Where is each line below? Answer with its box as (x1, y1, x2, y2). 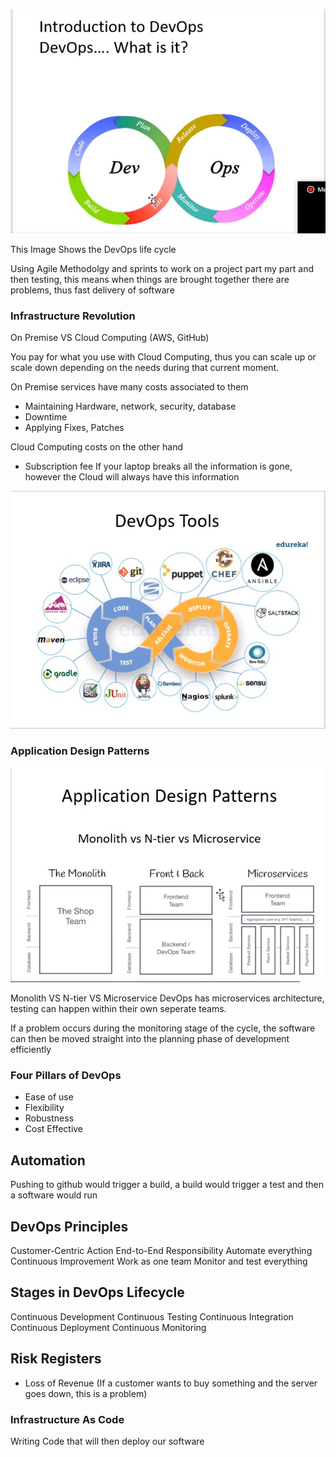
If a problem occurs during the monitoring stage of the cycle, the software (10, 1022, 316, 1034)
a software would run (10, 1189, 98, 1201)
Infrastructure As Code (10, 1412, 125, 1426)
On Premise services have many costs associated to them (10, 381, 249, 393)
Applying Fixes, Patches (24, 422, 125, 434)
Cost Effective (24, 1123, 84, 1135)
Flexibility (24, 1102, 65, 1114)
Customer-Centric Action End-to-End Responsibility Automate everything (10, 1245, 313, 1257)
